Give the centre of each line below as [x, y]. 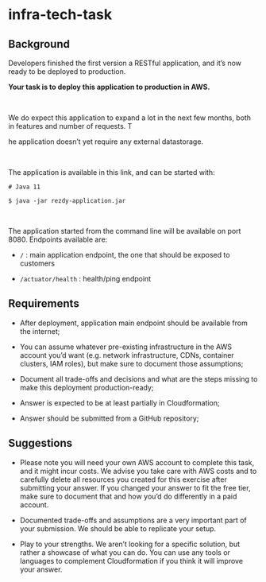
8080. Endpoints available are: [58, 239]
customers [37, 263]
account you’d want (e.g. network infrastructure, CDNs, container [127, 355]
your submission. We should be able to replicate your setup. [118, 528]
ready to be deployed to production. [67, 72]
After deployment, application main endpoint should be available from [133, 323]
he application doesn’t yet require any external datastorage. [106, 142]
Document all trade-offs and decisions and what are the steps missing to [139, 378]
